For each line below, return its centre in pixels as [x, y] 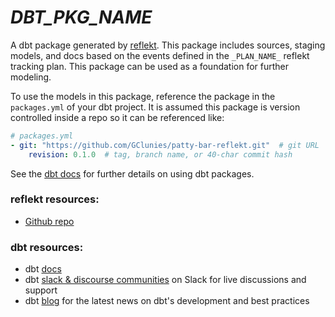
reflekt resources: [55, 199]
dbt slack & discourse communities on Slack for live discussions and [165, 280]
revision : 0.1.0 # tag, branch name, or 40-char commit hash [160, 154]
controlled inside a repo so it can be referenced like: [117, 117]
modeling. [31, 77]
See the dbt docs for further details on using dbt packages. [132, 173]
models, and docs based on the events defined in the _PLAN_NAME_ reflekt [160, 55]
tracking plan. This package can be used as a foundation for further [150, 66]
